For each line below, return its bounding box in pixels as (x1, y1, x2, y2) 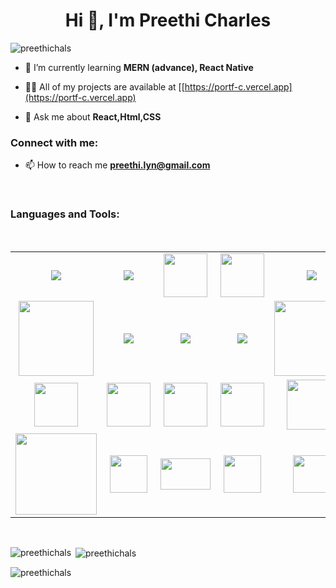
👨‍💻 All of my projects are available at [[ (24, 80, 185, 93)
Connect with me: (10, 135, 99, 149)
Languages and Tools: (10, 207, 120, 221)
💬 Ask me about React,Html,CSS (24, 110, 162, 123)
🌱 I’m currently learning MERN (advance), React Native (24, 61, 254, 73)
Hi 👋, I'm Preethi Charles (64, 9, 272, 32)
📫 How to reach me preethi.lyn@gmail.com (24, 159, 211, 171)
